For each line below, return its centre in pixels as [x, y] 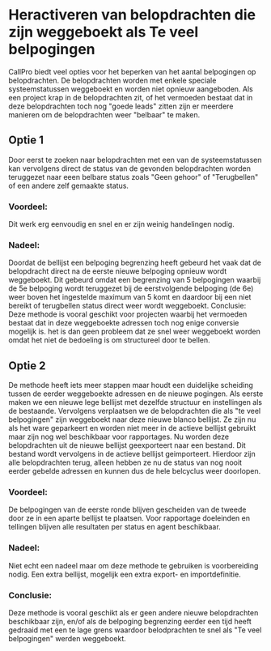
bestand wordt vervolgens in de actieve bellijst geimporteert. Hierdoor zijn [132, 454]
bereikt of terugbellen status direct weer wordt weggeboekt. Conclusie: [127, 306]
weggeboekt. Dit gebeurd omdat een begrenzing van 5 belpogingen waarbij [135, 280]
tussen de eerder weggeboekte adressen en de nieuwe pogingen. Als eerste [136, 394]
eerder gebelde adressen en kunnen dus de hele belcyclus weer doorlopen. [135, 471]
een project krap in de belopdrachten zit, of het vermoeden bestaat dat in [131, 97]
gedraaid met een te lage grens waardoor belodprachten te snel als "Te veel [135, 630]
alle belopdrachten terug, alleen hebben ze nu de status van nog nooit [125, 462]
